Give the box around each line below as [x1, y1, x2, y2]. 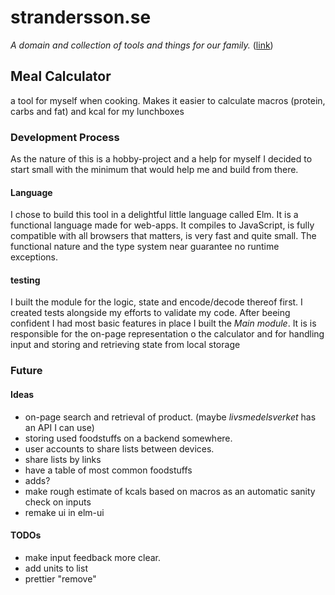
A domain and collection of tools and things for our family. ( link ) [10, 39, 274, 51]
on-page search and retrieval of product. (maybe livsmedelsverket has [24, 411, 317, 423]
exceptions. [10, 251, 58, 263]
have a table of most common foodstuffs [24, 464, 193, 476]
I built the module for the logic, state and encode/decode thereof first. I [10, 296, 303, 308]
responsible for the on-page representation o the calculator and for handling [10, 328, 325, 340]
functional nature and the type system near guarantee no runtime [10, 241, 280, 253]
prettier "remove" [24, 572, 97, 585]
